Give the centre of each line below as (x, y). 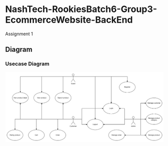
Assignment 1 (19, 34)
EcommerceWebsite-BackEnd (69, 20)
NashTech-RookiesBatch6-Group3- (81, 9)
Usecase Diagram (27, 64)
